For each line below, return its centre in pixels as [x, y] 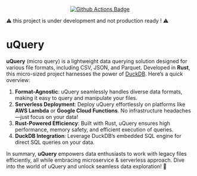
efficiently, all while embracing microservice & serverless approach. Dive [95, 160]
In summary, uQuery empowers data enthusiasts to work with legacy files [97, 153]
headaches [177, 111]
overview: [18, 80]
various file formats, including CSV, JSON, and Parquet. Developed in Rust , [98, 67]
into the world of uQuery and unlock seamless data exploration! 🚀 [86, 166]
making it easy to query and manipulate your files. [76, 98]
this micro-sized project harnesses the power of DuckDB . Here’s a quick [95, 74]
